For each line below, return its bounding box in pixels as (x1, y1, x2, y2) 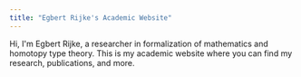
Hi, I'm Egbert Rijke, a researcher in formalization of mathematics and (9, 38, 269, 49)
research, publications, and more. (9, 57, 135, 68)
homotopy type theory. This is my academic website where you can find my (9, 47, 293, 59)
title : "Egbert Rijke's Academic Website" (9, 13, 172, 23)
